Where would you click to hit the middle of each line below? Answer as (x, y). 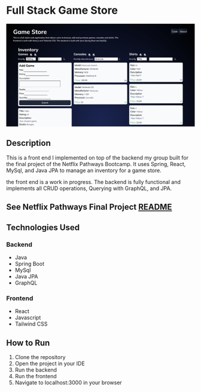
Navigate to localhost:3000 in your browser (68, 382)
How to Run (28, 343)
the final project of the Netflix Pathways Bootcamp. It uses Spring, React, (96, 164)
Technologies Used (43, 227)
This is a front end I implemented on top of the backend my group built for (97, 157)
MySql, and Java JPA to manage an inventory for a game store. (84, 170)
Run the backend (36, 370)
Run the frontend (36, 376)
